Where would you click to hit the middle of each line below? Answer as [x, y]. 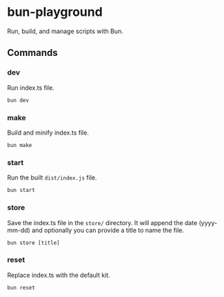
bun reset [21, 287]
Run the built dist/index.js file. [52, 178]
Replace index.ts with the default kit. [59, 275]
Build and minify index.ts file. [48, 133]
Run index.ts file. [31, 88]
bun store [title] [33, 242]
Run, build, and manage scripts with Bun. [65, 31]
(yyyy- [208, 222]
